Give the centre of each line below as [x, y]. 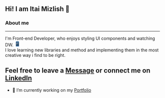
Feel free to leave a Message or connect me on [78, 71]
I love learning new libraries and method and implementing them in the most [82, 50]
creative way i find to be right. [35, 55]
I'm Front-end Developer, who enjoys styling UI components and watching [80, 38]
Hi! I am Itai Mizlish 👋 [37, 9]
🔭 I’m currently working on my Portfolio [52, 90]
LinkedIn [19, 78]
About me [17, 23]
